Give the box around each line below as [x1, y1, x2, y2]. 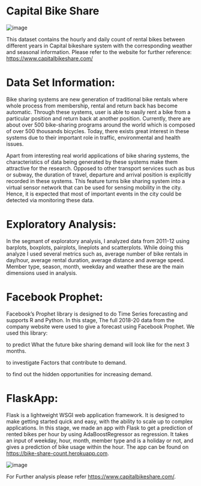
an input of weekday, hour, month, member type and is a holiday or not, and [6, 437, 194, 444]
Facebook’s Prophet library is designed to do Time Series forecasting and [6, 310, 188, 317]
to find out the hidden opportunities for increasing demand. [6, 370, 153, 377]
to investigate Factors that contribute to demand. [6, 359, 127, 366]
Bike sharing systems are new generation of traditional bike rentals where [6, 95, 188, 103]
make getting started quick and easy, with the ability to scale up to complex [6, 418, 193, 425]
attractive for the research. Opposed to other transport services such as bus [6, 164, 195, 172]
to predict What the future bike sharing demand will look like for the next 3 [6, 341, 190, 348]
